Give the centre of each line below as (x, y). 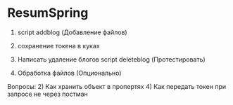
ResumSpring (48, 13)
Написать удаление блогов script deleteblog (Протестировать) (111, 59)
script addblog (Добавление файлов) (73, 32)
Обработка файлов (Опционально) (69, 73)
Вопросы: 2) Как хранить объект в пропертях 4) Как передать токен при (117, 86)
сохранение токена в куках (58, 45)
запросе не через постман (48, 94)
